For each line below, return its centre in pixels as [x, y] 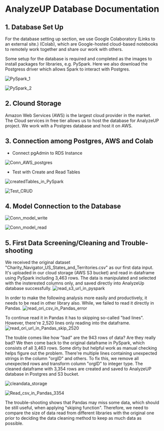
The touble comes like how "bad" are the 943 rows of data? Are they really [80, 338]
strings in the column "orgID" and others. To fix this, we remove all [72, 359]
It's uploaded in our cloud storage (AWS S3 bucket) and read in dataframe [80, 273]
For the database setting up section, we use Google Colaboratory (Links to [80, 39]
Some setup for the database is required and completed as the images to [79, 59]
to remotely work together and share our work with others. [64, 49]
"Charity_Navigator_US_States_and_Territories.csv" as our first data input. [79, 267]
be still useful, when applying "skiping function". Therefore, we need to [77, 408]
